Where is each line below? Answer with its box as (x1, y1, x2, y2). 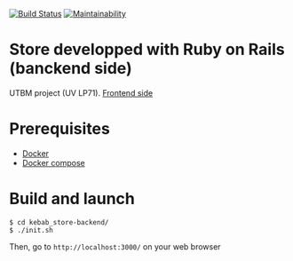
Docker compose (21, 157, 86, 168)
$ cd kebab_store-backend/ (9, 217, 109, 226)
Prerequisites (9, 119, 111, 139)
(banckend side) (9, 59, 132, 79)
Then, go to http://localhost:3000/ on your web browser (9, 241, 221, 252)
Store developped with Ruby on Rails (9, 40, 286, 59)
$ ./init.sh (9, 225, 53, 234)
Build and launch (9, 189, 135, 209)
